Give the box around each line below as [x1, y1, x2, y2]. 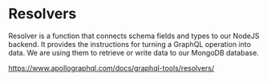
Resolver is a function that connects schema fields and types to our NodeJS [8, 31, 260, 40]
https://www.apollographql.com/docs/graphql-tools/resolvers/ [8, 63, 215, 72]
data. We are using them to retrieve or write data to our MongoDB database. [8, 48, 259, 57]
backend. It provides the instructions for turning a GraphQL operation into [8, 39, 251, 48]
